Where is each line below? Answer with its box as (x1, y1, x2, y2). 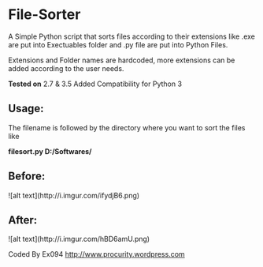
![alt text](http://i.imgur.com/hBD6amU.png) (8, 235, 150, 244)
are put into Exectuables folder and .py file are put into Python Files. (8, 39, 228, 49)
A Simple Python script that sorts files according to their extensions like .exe (8, 32, 256, 41)
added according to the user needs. (8, 63, 124, 73)
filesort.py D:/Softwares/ (8, 146, 92, 156)
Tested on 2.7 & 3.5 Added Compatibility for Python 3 (8, 79, 183, 88)
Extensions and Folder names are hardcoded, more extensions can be (8, 55, 235, 65)
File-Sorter (8, 6, 81, 24)
